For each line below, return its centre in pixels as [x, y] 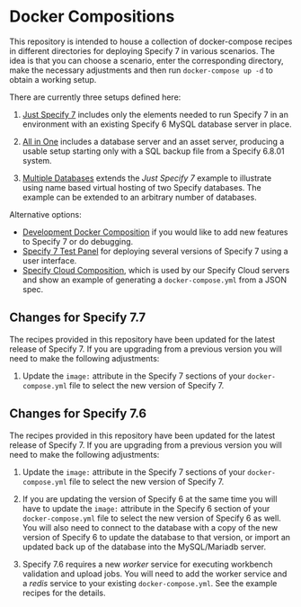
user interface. [49, 260]
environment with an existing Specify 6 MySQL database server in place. [157, 124]
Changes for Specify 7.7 [78, 318]
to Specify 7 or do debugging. [78, 241]
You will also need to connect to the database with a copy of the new [150, 527]
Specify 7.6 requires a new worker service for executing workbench [147, 564]
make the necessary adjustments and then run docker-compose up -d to [142, 70]
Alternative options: [46, 214]
